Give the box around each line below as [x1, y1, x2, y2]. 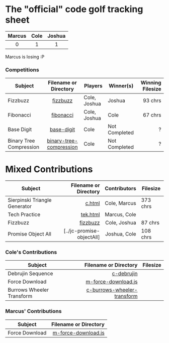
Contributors [105, 185, 137, 192]
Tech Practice [8, 211, 41, 218]
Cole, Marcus [105, 200, 137, 207]
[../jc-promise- [63, 227, 100, 235]
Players [83, 82, 103, 89]
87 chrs [141, 219, 160, 226]
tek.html [80, 211, 100, 218]
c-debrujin [112, 270, 138, 277]
